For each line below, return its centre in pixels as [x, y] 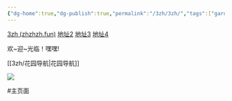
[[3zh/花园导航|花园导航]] [43, 63]
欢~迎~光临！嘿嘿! [33, 48]
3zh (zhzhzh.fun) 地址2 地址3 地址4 [58, 34]
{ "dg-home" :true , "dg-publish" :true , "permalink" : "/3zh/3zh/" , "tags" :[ [109, 13]
